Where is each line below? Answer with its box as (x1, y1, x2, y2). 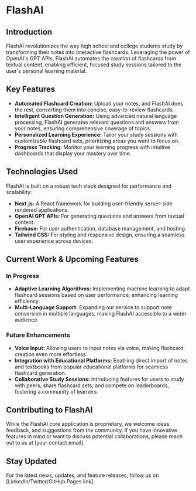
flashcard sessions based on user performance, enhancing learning (14, 292, 178, 299)
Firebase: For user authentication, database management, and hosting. (14, 225, 187, 232)
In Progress (6, 272, 40, 280)
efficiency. (14, 297, 40, 305)
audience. (14, 316, 39, 323)
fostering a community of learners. (14, 388, 98, 395)
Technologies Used (6, 167, 78, 177)
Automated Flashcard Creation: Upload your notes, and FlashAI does (14, 100, 183, 107)
